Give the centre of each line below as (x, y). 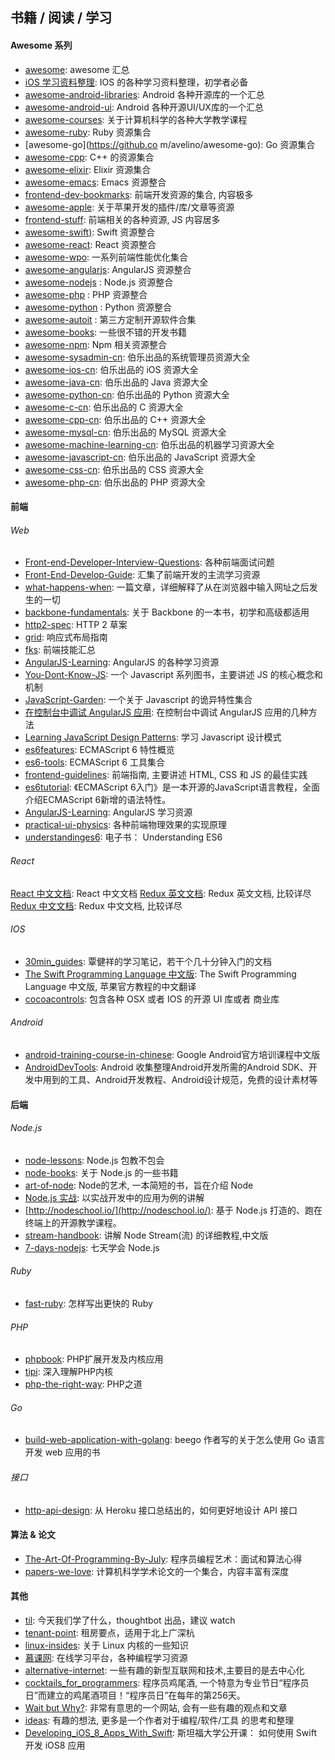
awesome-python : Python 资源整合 (98, 307)
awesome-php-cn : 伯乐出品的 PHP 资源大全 (115, 482)
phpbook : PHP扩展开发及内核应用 (94, 1359)
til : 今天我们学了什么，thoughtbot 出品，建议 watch (130, 1620)
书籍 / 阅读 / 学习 (61, 18)
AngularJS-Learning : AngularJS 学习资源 (108, 812)
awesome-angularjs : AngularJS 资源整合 (108, 269)
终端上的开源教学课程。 (73, 1222)
